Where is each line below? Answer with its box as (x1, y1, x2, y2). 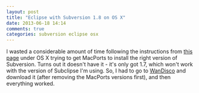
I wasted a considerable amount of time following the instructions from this (6, 48, 193, 55)
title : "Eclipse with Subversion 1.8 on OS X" (6, 14, 126, 21)
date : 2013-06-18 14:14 (6, 20, 67, 26)
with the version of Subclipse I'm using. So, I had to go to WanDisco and (6, 67, 186, 74)
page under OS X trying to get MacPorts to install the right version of (6, 54, 178, 62)
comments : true (6, 25, 45, 32)
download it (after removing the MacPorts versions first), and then (6, 74, 171, 81)
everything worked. (6, 80, 55, 88)
